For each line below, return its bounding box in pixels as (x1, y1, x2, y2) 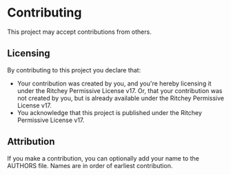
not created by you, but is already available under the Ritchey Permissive (17, 94, 225, 102)
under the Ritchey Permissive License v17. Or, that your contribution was (17, 86, 223, 94)
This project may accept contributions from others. (7, 28, 152, 36)
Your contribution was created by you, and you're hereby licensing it (17, 79, 212, 87)
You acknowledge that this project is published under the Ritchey (17, 108, 202, 116)
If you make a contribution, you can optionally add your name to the (7, 154, 200, 163)
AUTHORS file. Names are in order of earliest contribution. (7, 161, 173, 169)
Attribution (7, 136, 55, 147)
